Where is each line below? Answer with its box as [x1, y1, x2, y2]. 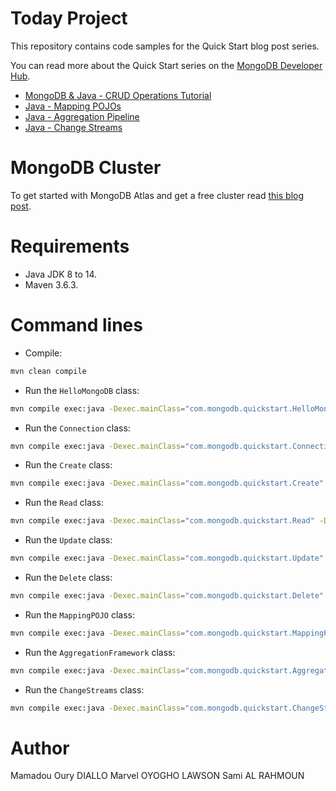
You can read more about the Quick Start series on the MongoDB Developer [10, 59, 323, 71]
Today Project [10, 7, 128, 30]
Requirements [10, 235, 130, 258]
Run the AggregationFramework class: [24, 646, 176, 658]
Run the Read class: [24, 497, 104, 509]
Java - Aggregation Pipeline [24, 110, 140, 122]
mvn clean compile [10, 366, 87, 376]
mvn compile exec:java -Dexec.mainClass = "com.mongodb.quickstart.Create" [10, 478, 325, 489]
